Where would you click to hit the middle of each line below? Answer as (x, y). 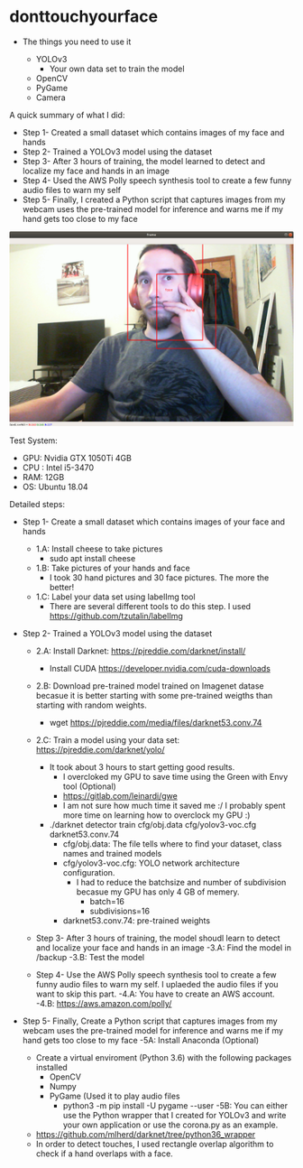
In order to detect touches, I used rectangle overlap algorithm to (155, 1145)
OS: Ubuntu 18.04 (55, 487)
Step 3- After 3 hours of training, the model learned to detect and (144, 161)
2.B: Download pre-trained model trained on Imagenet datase (150, 686)
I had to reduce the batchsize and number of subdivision (181, 883)
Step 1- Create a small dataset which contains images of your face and (154, 522)
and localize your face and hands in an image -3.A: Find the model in (163, 948)
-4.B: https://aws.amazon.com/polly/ (104, 1004)
